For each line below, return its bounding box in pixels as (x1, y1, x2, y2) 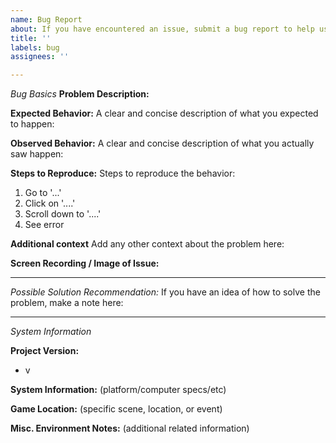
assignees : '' (10, 52, 70, 62)
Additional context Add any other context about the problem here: (10, 238, 285, 250)
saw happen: (10, 148, 64, 160)
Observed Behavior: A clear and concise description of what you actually (10, 137, 315, 150)
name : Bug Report (10, 14, 83, 25)
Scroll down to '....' (24, 208, 102, 220)
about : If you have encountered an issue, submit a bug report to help (10, 24, 315, 34)
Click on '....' (24, 197, 76, 210)
